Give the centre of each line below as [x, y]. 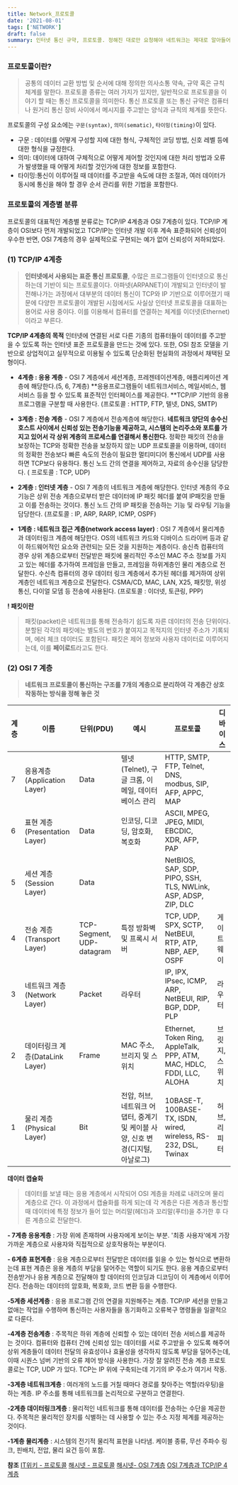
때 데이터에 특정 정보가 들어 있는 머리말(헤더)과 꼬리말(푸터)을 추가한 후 [123, 1212]
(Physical [40, 1128]
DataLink [49, 1057]
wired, [175, 1127]
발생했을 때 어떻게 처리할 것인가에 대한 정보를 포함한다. [101, 167]
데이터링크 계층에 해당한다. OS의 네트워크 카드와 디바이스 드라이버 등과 [123, 538]
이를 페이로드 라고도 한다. [74, 648]
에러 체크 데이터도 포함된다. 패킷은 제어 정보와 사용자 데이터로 [119, 639]
